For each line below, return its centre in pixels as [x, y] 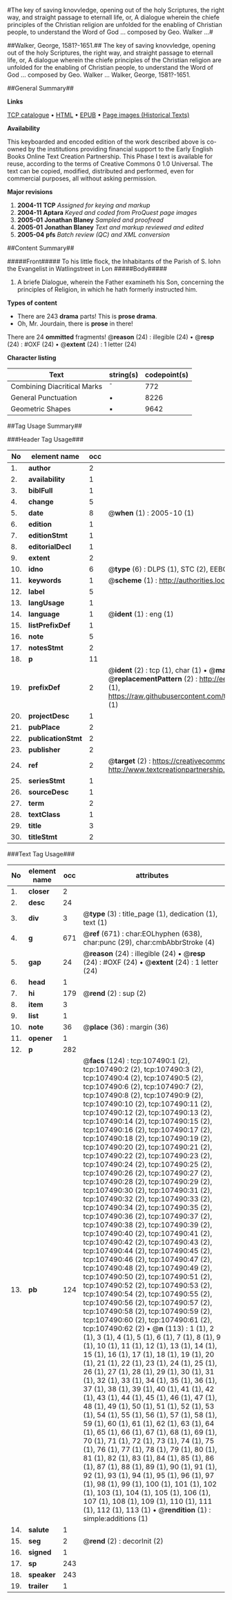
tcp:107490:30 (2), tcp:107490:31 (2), [148, 1190]
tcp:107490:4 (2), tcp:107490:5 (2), [143, 1078]
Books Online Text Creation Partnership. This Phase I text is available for [110, 156]
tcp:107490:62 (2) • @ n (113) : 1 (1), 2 [149, 1328]
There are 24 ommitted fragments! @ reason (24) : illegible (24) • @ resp [110, 337]
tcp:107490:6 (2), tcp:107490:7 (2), [143, 1086]
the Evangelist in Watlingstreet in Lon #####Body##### [87, 269]
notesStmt [46, 648]
